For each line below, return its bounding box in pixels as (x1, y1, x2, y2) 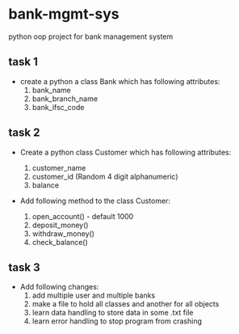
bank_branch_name (31, 94, 99, 104)
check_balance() (31, 237, 89, 247)
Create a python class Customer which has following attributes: (19, 147, 232, 157)
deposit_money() (31, 220, 89, 230)
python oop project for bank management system (8, 32, 174, 41)
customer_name (31, 163, 86, 172)
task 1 (8, 55, 38, 69)
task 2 (8, 126, 40, 140)
